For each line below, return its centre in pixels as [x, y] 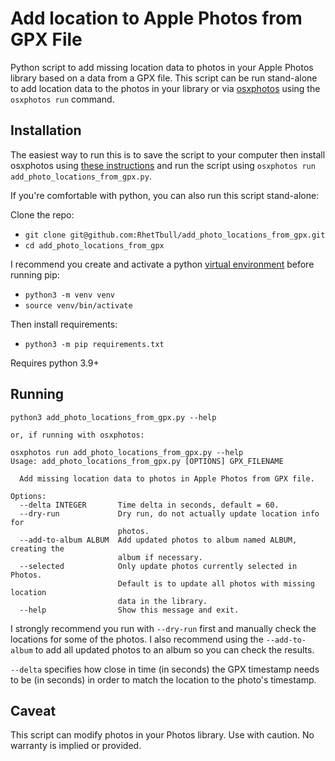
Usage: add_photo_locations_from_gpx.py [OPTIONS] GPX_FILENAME [147, 461]
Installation [46, 130]
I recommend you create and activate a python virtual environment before [162, 264]
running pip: [35, 274]
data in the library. [162, 601]
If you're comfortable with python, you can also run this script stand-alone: [165, 195]
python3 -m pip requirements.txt [94, 344]
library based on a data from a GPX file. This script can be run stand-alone [164, 78]
